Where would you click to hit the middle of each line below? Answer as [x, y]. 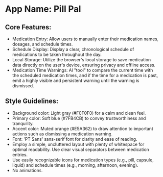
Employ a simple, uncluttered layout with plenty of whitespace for [78, 144]
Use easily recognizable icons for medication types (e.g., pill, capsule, [83, 160]
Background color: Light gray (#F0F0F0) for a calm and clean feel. [79, 113]
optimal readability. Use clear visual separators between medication [81, 149]
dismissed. [23, 86]
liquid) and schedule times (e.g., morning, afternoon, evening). [75, 165]
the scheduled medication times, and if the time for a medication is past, [85, 75]
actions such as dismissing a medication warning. [62, 134]
